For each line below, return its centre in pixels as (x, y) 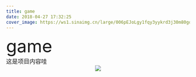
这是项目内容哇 (27, 61)
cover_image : (22, 22)
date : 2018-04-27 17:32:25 (39, 17)
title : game (20, 11)
